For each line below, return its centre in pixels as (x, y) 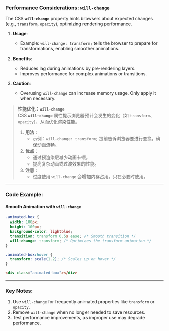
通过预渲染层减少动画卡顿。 (61, 157)
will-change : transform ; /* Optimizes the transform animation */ (81, 241)
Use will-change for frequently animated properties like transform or (83, 302)
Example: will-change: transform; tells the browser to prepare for (89, 43)
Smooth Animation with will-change (43, 206)
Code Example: (24, 195)
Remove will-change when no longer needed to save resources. (79, 312)
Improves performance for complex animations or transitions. (83, 74)
